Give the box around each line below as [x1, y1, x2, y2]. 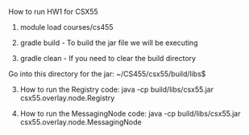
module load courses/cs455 [19, 22, 114, 31]
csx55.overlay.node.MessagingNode [19, 117, 143, 127]
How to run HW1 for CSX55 [8, 7, 98, 16]
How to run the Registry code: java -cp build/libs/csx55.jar [19, 84, 214, 94]
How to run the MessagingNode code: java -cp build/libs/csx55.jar [19, 108, 241, 118]
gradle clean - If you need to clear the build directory [19, 54, 196, 63]
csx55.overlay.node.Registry [19, 93, 115, 103]
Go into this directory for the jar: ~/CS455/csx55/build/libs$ [8, 69, 206, 79]
